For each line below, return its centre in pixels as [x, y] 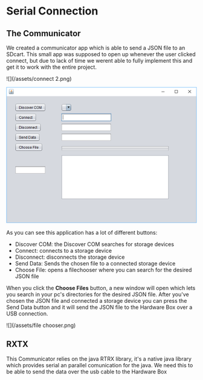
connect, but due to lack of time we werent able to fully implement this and [99, 61]
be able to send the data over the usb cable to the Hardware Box [87, 372]
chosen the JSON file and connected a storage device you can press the [97, 300]
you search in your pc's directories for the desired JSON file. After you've [98, 294]
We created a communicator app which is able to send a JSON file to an [96, 48]
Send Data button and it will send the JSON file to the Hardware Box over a [99, 307]
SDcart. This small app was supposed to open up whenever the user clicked [101, 54]
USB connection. [27, 313]
